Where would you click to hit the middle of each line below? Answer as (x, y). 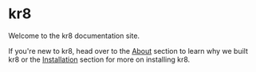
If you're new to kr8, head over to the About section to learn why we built (128, 51)
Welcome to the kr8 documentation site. (74, 36)
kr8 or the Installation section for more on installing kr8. (99, 59)
